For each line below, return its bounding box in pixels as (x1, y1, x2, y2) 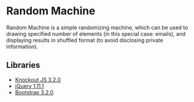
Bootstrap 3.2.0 (14, 88, 54, 96)
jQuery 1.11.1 (14, 82, 44, 89)
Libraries (6, 60, 40, 70)
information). (6, 43, 38, 50)
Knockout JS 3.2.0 (14, 76, 61, 83)
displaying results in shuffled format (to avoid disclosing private (6, 36, 163, 44)
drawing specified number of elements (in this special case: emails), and (6, 30, 186, 37)
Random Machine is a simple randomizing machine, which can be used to (6, 24, 188, 31)
